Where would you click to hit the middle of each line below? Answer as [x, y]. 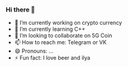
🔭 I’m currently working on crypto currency [68, 23]
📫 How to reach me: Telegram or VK [60, 42]
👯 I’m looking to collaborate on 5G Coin [63, 36]
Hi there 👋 [21, 10]
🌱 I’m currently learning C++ [50, 29]
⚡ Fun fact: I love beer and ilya [52, 58]
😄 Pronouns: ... [34, 51]
